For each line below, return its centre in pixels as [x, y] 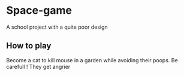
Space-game [39, 10]
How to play [29, 46]
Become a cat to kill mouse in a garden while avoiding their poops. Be [92, 60]
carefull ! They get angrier [38, 66]
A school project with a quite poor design [57, 27]
